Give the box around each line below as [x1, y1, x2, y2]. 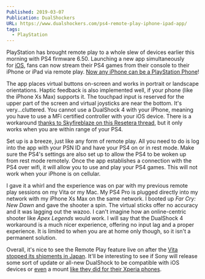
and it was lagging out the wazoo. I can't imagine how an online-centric [6, 208, 187, 215]
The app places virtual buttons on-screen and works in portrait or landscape [6, 80, 199, 88]
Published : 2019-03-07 [6, 9, 64, 15]
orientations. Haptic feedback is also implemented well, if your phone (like [6, 86, 193, 94]
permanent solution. [6, 234, 57, 242]
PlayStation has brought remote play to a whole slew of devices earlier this [6, 48, 195, 56]
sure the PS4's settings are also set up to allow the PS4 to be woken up [6, 151, 187, 158]
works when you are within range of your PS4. [6, 126, 124, 133]
